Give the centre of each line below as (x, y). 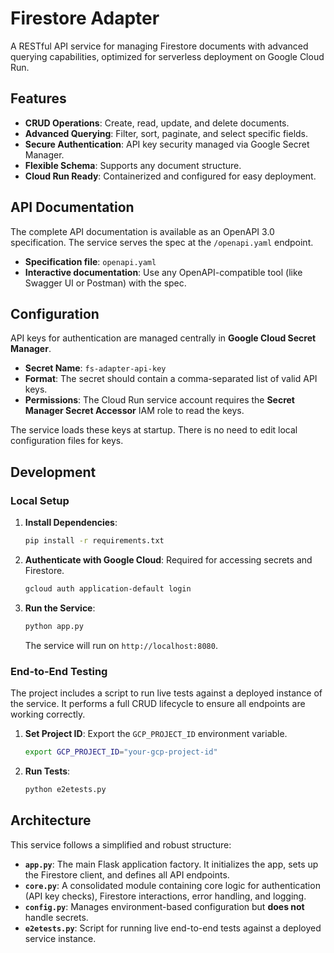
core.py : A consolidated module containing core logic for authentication (172, 885)
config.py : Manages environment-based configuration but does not (164, 906)
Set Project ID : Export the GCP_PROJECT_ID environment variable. (156, 733)
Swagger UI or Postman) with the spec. (105, 283)
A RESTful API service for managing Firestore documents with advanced (159, 46)
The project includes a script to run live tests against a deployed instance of (166, 693)
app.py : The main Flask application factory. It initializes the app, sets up (171, 864)
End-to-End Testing (59, 671)
